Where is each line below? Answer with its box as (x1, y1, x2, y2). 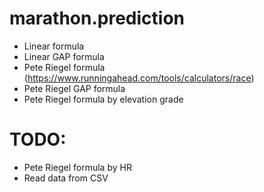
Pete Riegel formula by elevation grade (23, 93, 184, 105)
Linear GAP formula (23, 50, 105, 62)
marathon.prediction (9, 7, 185, 30)
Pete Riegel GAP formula (23, 82, 126, 94)
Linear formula (23, 40, 85, 52)
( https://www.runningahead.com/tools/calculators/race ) (23, 72, 255, 84)
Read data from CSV (23, 172, 109, 184)
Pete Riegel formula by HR (23, 161, 132, 173)
